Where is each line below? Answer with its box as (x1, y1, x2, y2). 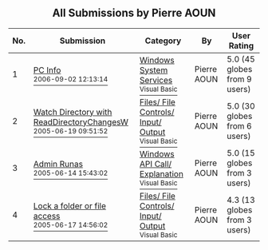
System (139, 64, 168, 75)
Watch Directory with (33, 106, 112, 117)
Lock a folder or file (33, 200, 106, 211)
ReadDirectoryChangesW (33, 116, 129, 127)
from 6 (227, 120, 253, 131)
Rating (228, 40, 254, 51)
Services (139, 74, 173, 85)
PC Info (33, 64, 61, 75)
